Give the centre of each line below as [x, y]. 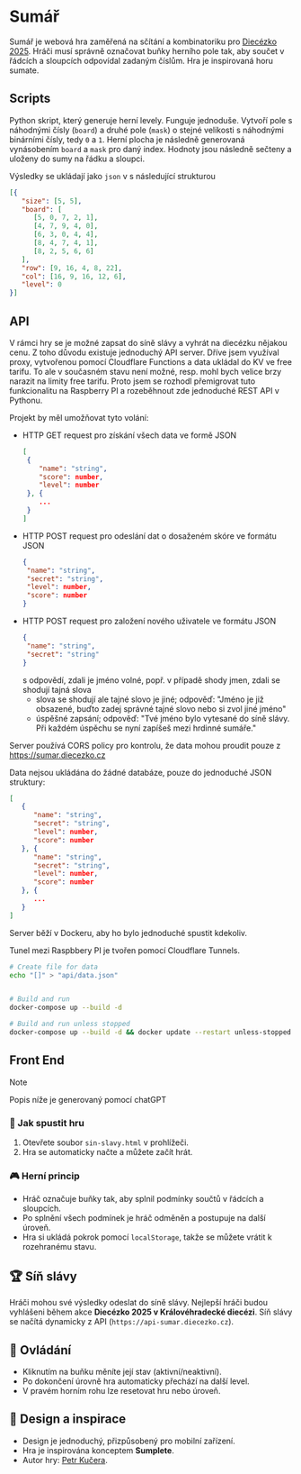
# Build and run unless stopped [70, 1024]
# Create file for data [54, 967]
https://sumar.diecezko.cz [58, 755]
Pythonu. [26, 400]
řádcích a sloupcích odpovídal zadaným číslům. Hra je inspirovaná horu [142, 60]
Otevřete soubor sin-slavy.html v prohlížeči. [105, 1142]
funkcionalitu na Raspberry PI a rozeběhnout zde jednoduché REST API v [145, 390]
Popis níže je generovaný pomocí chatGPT [88, 1099]
